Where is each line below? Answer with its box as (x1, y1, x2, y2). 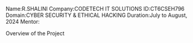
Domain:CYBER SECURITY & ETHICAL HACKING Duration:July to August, (5, 12, 188, 19)
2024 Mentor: (5, 18, 40, 25)
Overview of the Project (5, 30, 65, 37)
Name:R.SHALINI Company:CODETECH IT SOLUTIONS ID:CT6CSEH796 (5, 5, 185, 12)
